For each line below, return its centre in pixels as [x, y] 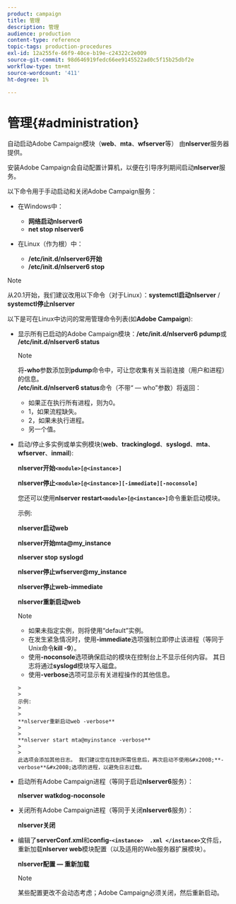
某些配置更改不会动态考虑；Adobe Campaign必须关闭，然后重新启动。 [120, 893]
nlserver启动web [43, 528]
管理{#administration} [73, 123]
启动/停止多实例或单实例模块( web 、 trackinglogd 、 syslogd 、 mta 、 [116, 444]
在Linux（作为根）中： [50, 244]
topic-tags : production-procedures [60, 47]
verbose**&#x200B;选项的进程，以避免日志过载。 [81, 768]
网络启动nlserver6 [55, 221]
